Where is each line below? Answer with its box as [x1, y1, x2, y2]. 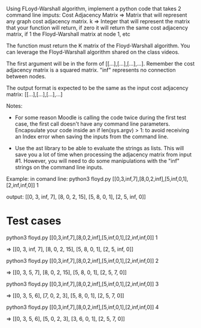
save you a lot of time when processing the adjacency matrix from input [14, 151, 192, 158]
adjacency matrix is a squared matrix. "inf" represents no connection [6, 66, 176, 74]
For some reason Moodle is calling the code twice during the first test [14, 114, 187, 121]
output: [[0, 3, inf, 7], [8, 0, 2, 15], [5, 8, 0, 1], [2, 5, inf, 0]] [6, 193, 147, 200]
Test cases [6, 214, 62, 228]
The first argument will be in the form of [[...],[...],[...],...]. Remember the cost [6, 60, 195, 67]
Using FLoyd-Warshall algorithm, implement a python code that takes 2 [6, 5, 181, 12]
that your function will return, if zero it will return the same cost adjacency [6, 24, 188, 31]
